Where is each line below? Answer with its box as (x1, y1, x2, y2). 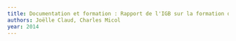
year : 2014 (7, 23, 39, 30)
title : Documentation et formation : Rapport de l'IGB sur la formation (7, 10, 225, 17)
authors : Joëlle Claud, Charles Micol (7, 17, 121, 24)
